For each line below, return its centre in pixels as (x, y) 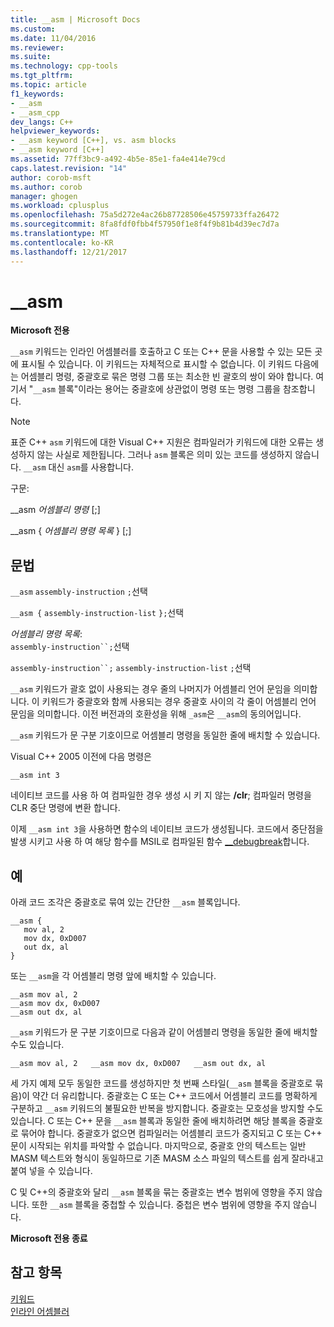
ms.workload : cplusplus (60, 206)
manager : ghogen (44, 196)
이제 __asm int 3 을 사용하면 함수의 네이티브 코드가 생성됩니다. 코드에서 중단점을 (167, 829)
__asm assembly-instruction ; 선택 (79, 592)
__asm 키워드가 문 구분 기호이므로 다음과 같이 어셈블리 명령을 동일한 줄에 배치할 (164, 1032)
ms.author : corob (46, 187)
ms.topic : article (48, 85)
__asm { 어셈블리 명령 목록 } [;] (71, 531)
